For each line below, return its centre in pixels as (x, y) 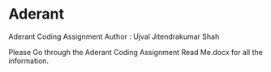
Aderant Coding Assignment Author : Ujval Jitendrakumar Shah (114, 36)
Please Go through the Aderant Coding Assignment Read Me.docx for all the (136, 52)
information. (29, 61)
